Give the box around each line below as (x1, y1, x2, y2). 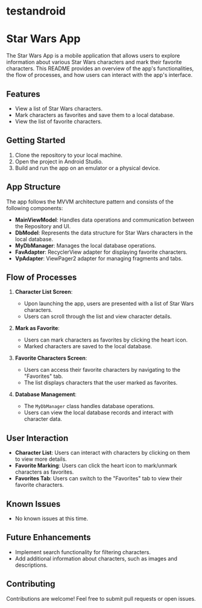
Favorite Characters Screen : (14, 354, 87, 362)
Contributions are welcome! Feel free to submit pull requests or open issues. (6, 595, 196, 602)
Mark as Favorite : (14, 325, 60, 332)
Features (6, 89, 40, 99)
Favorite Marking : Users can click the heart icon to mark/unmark (14, 462, 177, 469)
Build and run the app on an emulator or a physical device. (14, 164, 160, 171)
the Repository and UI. (14, 222, 71, 230)
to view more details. (14, 455, 68, 463)
